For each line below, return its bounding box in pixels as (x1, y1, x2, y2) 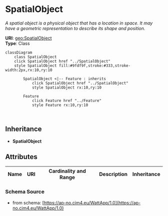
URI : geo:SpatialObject (5, 35, 52, 41)
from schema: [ (12, 199, 44, 205)
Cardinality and (48, 167, 86, 174)
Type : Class (5, 40, 30, 46)
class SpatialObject (14, 54, 57, 59)
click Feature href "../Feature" (31, 98, 101, 103)
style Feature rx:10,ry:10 (31, 102, 88, 107)
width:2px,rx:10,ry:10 (5, 67, 52, 72)
